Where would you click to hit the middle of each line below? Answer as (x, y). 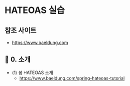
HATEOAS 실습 (35, 10)
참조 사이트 (21, 30)
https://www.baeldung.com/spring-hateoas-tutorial (72, 78)
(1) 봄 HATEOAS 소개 (32, 72)
